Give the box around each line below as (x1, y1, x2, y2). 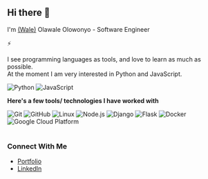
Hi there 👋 (7, 7, 50, 19)
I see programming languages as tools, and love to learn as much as (7, 55, 202, 63)
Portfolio (17, 157, 42, 166)
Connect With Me (7, 142, 68, 151)
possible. (7, 62, 33, 70)
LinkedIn (17, 164, 42, 173)
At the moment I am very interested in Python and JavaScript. (7, 70, 182, 78)
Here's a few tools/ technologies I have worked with (7, 96, 159, 104)
